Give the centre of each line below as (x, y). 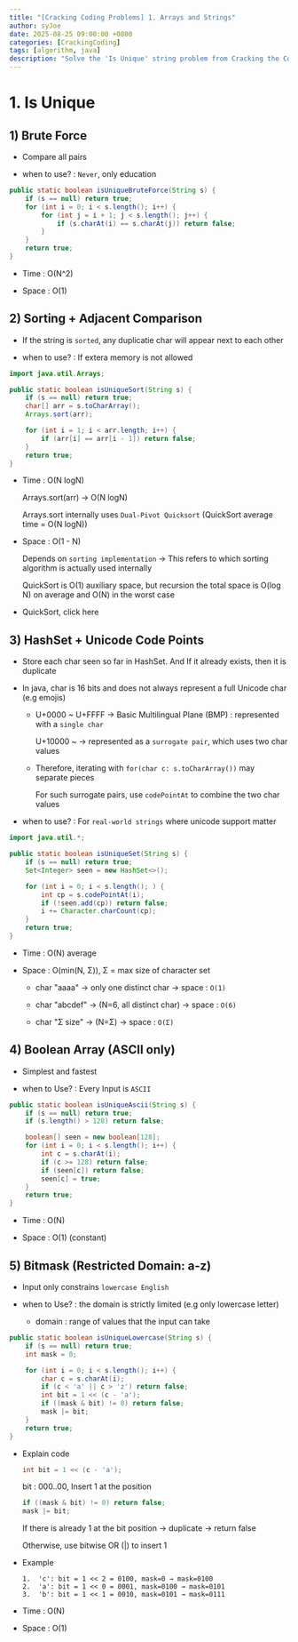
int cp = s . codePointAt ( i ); (93, 894)
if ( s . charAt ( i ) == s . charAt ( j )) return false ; (146, 223)
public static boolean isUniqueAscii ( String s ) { (103, 1105)
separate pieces (65, 778)
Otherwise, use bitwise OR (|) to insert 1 (94, 1546)
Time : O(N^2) (47, 273)
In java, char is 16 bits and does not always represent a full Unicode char (154, 688)
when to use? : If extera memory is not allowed (107, 357)
